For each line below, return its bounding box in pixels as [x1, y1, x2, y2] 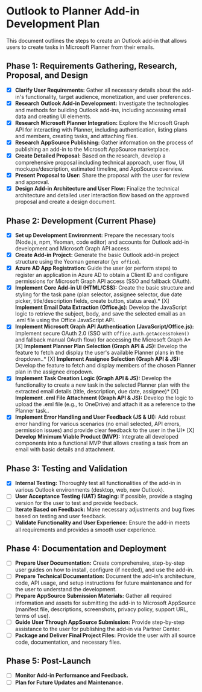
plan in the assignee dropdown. [14, 368, 93, 375]
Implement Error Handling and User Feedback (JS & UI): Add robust [14, 413, 186, 421]
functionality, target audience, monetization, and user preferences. [25, 93, 192, 100]
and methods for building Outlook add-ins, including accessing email [14, 106, 186, 113]
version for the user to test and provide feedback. [14, 500, 139, 507]
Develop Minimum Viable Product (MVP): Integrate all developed [14, 433, 179, 440]
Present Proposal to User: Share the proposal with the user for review [14, 172, 190, 179]
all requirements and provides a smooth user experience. [14, 526, 157, 533]
